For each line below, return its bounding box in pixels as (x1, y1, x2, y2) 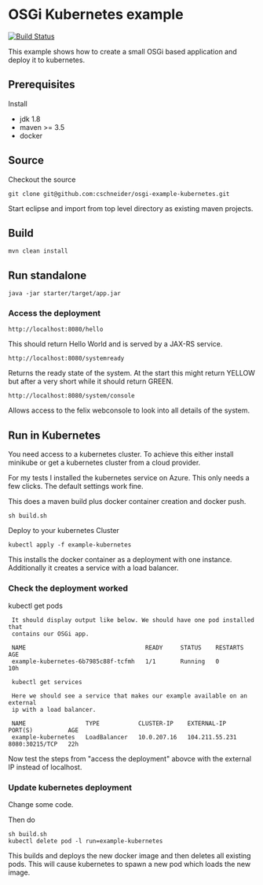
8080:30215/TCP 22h (8, 740, 79, 748)
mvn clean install (8, 247, 68, 255)
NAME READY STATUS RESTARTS (11, 643, 244, 651)
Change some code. (8, 799, 74, 809)
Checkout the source (8, 175, 76, 184)
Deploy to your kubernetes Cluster (8, 526, 120, 535)
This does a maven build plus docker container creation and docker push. (8, 497, 247, 506)
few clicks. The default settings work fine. (8, 482, 144, 491)
